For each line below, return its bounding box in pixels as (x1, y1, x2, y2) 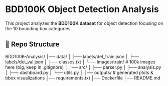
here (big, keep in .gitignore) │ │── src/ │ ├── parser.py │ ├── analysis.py (5, 64, 161, 70)
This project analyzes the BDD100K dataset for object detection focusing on (5, 20, 163, 26)
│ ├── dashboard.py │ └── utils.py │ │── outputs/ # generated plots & (5, 69, 154, 75)
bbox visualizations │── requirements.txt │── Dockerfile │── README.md (5, 74, 160, 81)
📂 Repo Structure (5, 40, 60, 49)
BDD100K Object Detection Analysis (5, 4, 159, 15)
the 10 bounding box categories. (5, 25, 72, 31)
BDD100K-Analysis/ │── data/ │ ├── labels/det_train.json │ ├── (5, 53, 139, 59)
